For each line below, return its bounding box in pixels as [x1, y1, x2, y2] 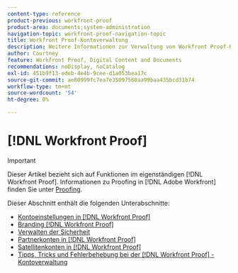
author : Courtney [7, 50, 59, 57]
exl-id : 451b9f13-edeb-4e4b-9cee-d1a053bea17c [7, 69, 147, 77]
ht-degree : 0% [7, 96, 50, 104]
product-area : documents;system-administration [7, 23, 151, 30]
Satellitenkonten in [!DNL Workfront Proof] [17, 243, 142, 251]
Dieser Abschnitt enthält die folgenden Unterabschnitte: [7, 199, 170, 207]
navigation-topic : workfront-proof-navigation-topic [7, 30, 166, 38]
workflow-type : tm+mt [7, 83, 72, 90]
